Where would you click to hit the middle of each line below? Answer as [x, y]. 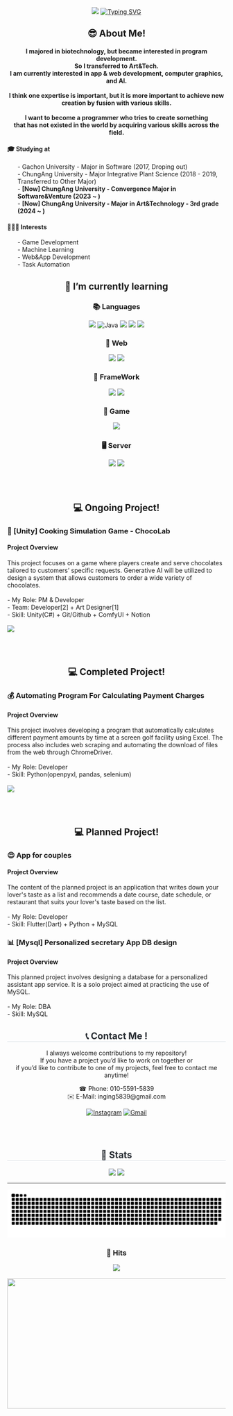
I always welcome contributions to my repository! [116, 1053]
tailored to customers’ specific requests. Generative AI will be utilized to [110, 570]
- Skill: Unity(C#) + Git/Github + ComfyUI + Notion [79, 615]
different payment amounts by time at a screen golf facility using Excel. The [115, 738]
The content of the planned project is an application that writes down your [113, 888]
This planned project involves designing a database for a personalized [107, 977]
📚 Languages [116, 306]
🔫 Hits [116, 1253]
